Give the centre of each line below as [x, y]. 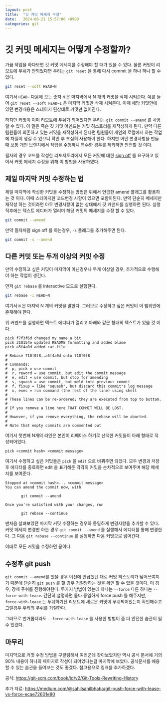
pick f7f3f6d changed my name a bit [43, 338]
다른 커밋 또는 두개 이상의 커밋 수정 [55, 257]
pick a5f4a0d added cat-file [35, 347]
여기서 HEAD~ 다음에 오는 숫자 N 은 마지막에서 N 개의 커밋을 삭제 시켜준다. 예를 [81, 97]
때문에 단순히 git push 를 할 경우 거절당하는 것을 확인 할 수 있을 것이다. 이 [82, 583]
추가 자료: [14, 689]
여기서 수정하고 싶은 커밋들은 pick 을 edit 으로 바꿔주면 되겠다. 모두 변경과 [78, 461]
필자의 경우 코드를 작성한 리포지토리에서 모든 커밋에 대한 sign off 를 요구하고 [79, 156]
